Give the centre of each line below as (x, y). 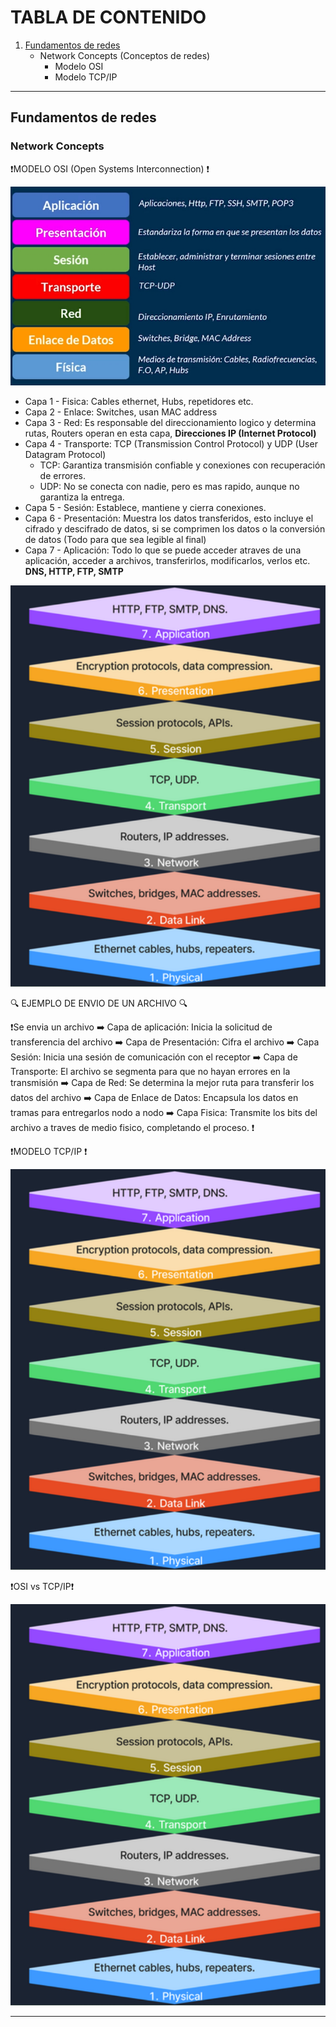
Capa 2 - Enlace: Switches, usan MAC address (121, 412)
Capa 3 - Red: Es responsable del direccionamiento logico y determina (170, 423)
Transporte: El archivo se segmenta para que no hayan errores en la (150, 1071)
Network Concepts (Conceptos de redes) (125, 55)
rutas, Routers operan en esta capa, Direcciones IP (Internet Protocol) (170, 433)
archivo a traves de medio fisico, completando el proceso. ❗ (132, 1127)
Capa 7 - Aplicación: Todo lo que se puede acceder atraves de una (163, 550)
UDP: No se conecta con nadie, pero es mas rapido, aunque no (169, 487)
